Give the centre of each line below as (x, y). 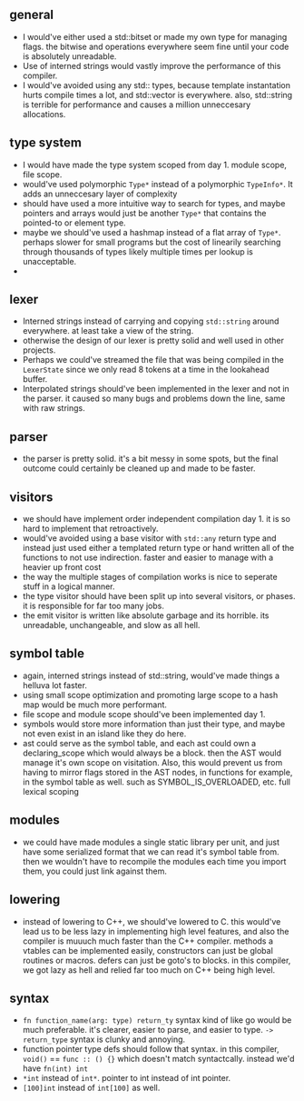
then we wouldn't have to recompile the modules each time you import (154, 861)
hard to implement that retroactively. (90, 529)
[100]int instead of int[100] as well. (91, 1088)
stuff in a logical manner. (69, 586)
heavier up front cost (62, 567)
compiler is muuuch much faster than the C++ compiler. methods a (148, 941)
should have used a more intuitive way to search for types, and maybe (154, 203)
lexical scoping (50, 791)
